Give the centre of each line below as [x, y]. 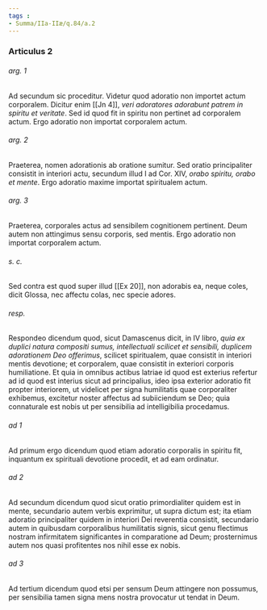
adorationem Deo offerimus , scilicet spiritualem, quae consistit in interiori [130, 355]
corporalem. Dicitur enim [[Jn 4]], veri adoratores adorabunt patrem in [126, 104]
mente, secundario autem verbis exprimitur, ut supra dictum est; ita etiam [130, 511]
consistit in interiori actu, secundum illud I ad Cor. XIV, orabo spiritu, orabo [132, 173]
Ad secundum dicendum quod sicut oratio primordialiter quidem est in [125, 502]
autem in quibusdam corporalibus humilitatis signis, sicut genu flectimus [128, 528]
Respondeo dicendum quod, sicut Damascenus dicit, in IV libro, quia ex [127, 338]
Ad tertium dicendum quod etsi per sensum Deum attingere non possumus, [133, 589]
